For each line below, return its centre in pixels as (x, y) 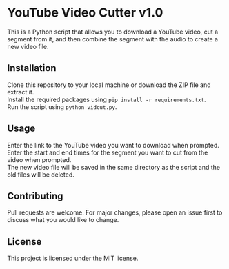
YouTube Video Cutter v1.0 (85, 13)
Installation (32, 68)
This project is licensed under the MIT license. (73, 258)
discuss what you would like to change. (63, 220)
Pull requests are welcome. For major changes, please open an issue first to (115, 212)
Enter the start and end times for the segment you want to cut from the (108, 152)
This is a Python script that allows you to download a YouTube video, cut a (113, 32)
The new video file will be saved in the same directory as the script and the (114, 167)
